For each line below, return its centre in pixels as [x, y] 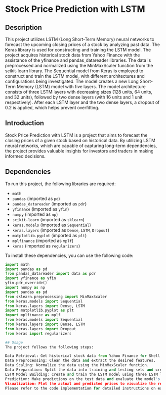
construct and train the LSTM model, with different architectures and [75, 76]
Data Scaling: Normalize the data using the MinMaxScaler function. [77, 365]
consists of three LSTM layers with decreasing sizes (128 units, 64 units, [79, 92]
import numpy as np [25, 288]
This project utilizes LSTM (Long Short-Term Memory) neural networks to [80, 39]
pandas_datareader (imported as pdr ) [49, 203]
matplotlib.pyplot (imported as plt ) [49, 235]
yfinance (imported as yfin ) [41, 209]
